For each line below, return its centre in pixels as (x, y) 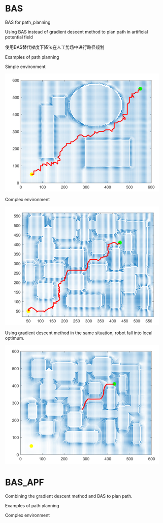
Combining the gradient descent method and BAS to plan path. (69, 496)
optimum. (15, 338)
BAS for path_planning (28, 22)
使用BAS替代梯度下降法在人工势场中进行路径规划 (55, 47)
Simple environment (25, 67)
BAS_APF (25, 482)
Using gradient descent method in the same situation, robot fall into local (79, 333)
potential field (19, 37)
